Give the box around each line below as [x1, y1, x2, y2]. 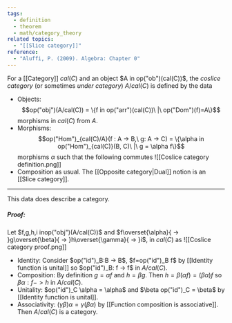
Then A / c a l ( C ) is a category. [17, 307, 98, 315]
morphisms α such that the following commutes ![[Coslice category [17, 153, 209, 161]
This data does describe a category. [7, 194, 110, 203]
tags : [7, 10, 23, 17]
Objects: [17, 95, 41, 103]
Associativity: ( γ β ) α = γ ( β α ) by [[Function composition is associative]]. [17, 300, 219, 308]
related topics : [7, 36, 54, 43]
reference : [7, 49, 39, 56]
